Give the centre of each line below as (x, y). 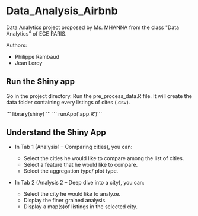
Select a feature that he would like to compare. (81, 164)
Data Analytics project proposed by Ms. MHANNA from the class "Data (93, 27)
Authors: (17, 45)
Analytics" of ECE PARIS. (36, 33)
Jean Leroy (28, 63)
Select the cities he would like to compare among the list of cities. (104, 158)
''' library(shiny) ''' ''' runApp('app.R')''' (54, 113)
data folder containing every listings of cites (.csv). (68, 102)
